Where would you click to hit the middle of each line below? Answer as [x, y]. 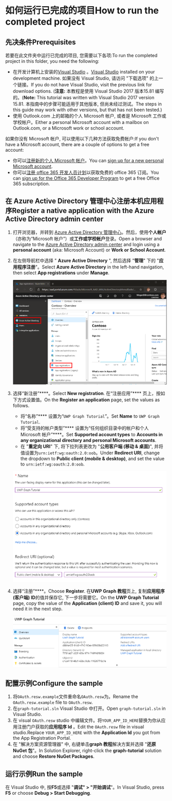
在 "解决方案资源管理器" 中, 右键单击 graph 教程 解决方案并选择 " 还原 [84, 744]
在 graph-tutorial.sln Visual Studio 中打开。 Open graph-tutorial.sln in [89, 708]
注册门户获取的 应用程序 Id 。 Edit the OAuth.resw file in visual [81, 727]
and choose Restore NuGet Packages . [53, 756]
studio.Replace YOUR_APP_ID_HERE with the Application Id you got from [86, 733]
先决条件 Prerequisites [40, 42]
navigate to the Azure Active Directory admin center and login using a [86, 244]
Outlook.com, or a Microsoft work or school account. [68, 128]
